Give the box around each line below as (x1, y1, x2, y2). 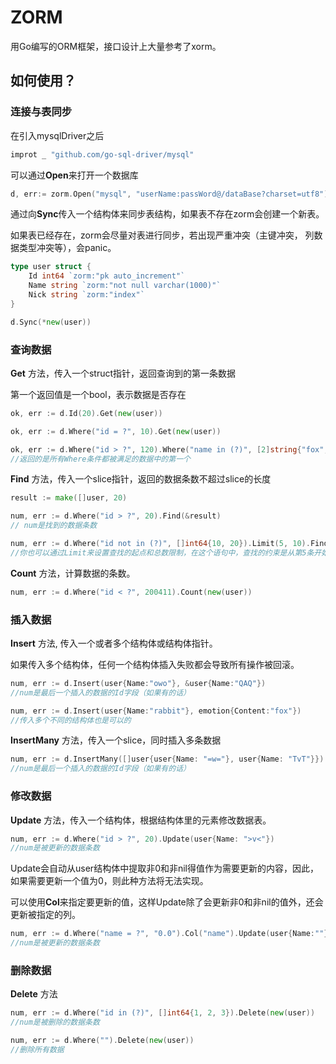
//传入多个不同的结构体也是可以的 (10, 715, 132, 725)
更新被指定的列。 (10, 909, 81, 921)
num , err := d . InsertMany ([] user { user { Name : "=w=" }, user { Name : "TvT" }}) (10, 754, 325, 765)
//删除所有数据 (10, 1044, 65, 1055)
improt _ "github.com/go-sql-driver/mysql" (10, 149, 195, 160)
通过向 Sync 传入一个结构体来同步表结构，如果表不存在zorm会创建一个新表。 (10, 208, 325, 220)
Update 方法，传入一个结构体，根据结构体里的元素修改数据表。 (10, 814, 272, 826)
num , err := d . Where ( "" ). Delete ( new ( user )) (10, 1036, 195, 1046)
